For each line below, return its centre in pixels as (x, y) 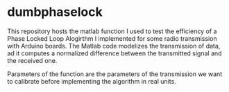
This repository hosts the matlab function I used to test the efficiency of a (112, 31)
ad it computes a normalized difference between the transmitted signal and (114, 53)
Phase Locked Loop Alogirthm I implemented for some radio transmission (112, 38)
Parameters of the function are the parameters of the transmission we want (115, 74)
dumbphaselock (55, 12)
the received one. (32, 60)
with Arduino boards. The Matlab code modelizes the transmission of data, (114, 46)
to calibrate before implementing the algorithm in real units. (92, 81)
